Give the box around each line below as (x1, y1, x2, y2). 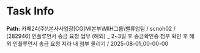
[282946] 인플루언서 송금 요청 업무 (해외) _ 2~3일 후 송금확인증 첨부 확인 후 (6, 32, 188, 40)
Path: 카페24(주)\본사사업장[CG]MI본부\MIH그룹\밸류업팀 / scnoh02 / (6, 25, 176, 32)
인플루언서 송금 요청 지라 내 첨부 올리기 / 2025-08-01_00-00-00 (12, 40, 169, 47)
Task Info (6, 4, 54, 18)
